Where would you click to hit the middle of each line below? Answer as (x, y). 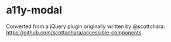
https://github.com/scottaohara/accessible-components (74, 32)
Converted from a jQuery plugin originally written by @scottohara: (85, 26)
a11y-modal (34, 10)
